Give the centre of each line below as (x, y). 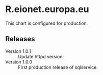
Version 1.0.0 (19, 62)
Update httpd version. (41, 56)
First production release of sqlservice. (58, 67)
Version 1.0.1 (18, 51)
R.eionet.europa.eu (47, 9)
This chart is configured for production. (47, 23)
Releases (20, 39)
